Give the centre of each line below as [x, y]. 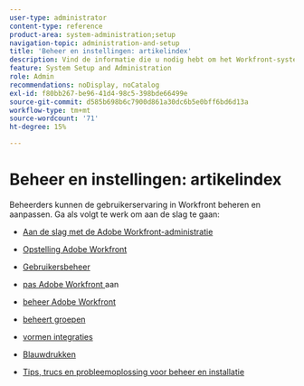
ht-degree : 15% [38, 127]
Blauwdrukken [49, 354]
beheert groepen [54, 319]
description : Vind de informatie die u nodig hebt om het [121, 60]
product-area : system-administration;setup [93, 34]
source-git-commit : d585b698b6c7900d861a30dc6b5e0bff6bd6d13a [129, 102]
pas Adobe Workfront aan [71, 284]
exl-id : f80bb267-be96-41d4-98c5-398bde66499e [99, 93]
